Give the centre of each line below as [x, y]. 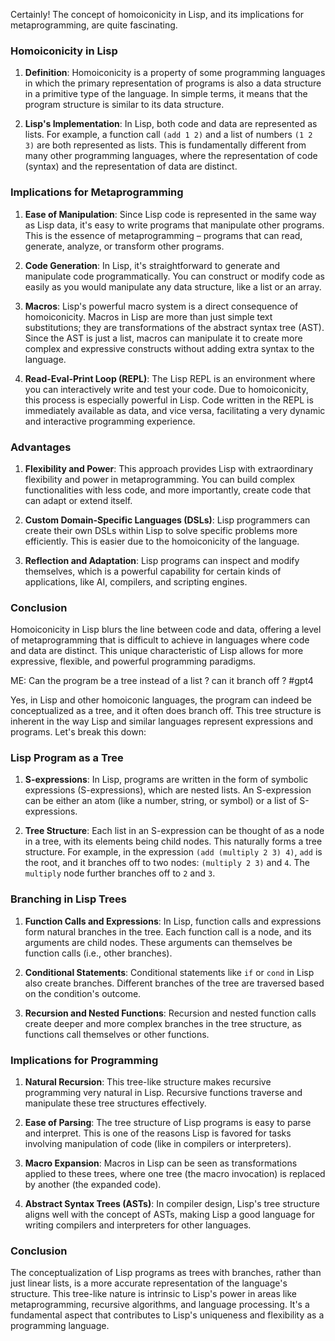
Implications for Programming [84, 1060]
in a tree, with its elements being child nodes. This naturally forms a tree [173, 841]
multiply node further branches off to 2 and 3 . [120, 873]
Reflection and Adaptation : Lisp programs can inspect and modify [162, 560]
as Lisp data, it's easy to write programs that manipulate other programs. [174, 225]
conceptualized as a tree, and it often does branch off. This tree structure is [166, 711]
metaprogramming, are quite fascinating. [94, 25]
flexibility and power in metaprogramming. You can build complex [160, 479]
